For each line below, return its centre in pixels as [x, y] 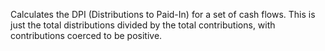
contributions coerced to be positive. [86, 35]
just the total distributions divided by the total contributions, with [143, 25]
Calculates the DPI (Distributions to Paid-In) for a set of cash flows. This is [163, 14]
